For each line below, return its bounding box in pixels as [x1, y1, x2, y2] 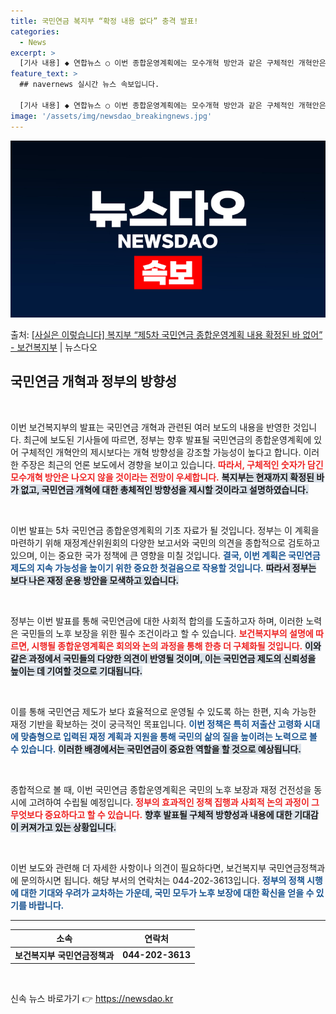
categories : [10, 26, 60, 37]
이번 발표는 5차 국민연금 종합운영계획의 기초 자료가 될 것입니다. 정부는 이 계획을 [10, 524, 320, 536]
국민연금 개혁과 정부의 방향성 [10, 373, 178, 390]
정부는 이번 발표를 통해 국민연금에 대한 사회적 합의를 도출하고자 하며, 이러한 [10, 615, 304, 627]
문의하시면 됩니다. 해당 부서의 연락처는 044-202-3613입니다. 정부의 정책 [20, 874, 305, 886]
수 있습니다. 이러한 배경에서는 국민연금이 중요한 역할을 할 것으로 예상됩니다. [10, 743, 302, 755]
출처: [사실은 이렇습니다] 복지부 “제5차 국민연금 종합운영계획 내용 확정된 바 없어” [10, 329, 323, 340]
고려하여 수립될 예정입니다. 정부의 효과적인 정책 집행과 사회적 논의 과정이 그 [28, 796, 320, 808]
